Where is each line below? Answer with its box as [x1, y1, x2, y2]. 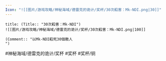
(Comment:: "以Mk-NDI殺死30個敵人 [5, 37, 73, 42]
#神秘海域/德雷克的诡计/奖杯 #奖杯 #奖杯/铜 [5, 50, 96, 56]
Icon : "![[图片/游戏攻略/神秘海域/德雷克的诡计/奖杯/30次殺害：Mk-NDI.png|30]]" [5, 7, 161, 12]
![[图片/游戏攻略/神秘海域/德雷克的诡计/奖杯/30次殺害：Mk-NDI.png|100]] [5, 27, 146, 32]
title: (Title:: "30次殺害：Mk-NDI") [5, 22, 81, 27]
